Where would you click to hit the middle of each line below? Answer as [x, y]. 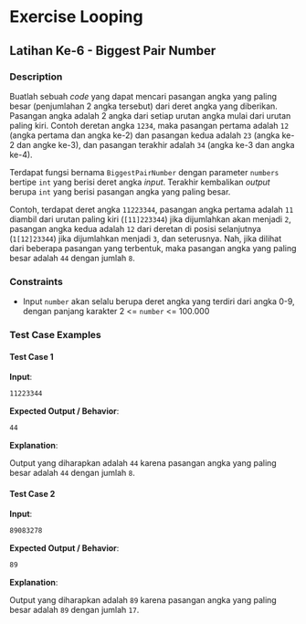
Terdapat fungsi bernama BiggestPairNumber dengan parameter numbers [144, 172]
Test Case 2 [32, 493]
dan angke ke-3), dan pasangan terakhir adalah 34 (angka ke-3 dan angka [156, 144]
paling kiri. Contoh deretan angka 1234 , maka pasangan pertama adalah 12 [149, 125]
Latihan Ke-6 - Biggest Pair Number [113, 51]
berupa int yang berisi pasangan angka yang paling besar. [120, 191]
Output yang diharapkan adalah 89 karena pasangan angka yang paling [143, 600]
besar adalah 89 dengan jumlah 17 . [74, 610]
